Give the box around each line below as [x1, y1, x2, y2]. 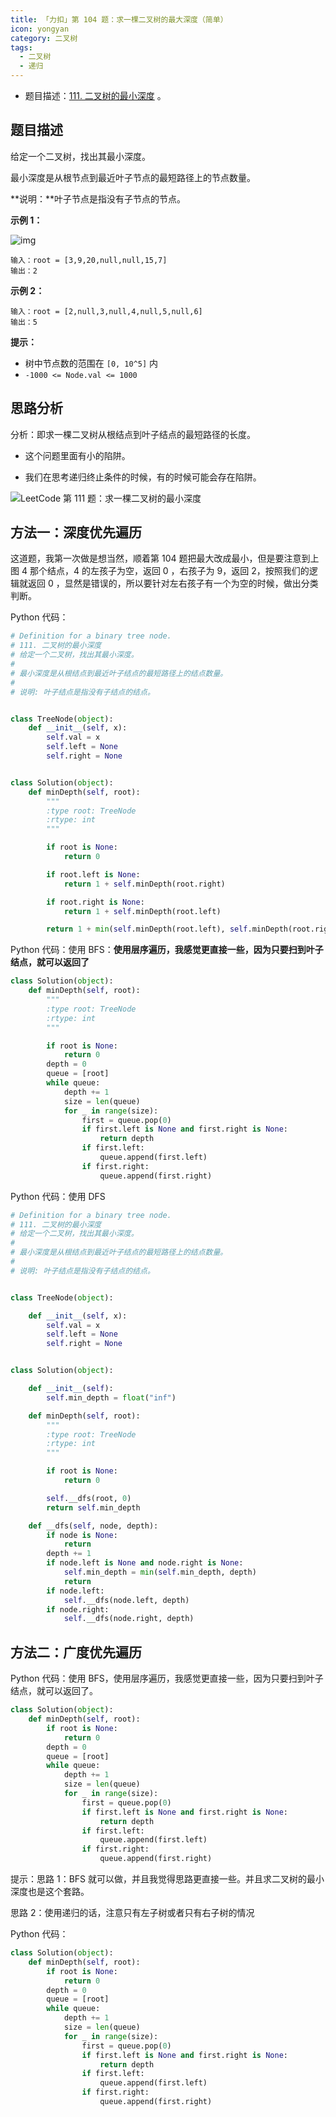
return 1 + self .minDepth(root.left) [63, 906, 222, 916]
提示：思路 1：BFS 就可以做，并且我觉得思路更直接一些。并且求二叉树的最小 [10, 1873, 325, 1885]
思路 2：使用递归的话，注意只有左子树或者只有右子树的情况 [10, 1907, 255, 1918]
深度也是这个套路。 [10, 1886, 90, 1897]
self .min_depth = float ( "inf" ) [46, 1392, 177, 1403]
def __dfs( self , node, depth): [28, 1521, 159, 1531]
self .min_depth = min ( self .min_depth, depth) [63, 1567, 257, 1578]
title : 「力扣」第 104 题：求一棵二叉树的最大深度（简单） [10, 14, 228, 25]
